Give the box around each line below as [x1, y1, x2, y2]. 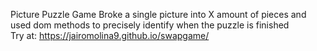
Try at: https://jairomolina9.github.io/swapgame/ [10, 30, 210, 41]
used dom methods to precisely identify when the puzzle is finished [10, 19, 290, 31]
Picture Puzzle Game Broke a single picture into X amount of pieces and [10, 9, 307, 20]
